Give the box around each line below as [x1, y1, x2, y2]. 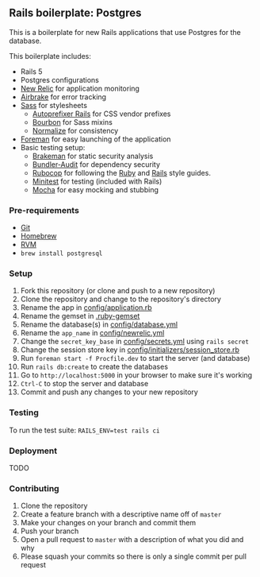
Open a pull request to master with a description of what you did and [20, 535, 244, 544]
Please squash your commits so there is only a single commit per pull [20, 552, 247, 561]
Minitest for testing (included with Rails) [32, 176, 162, 186]
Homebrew [20, 231, 57, 241]
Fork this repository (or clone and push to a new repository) [20, 286, 216, 296]
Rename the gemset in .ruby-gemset [20, 312, 140, 321]
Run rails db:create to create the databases [20, 362, 169, 372]
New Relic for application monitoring [20, 83, 140, 93]
